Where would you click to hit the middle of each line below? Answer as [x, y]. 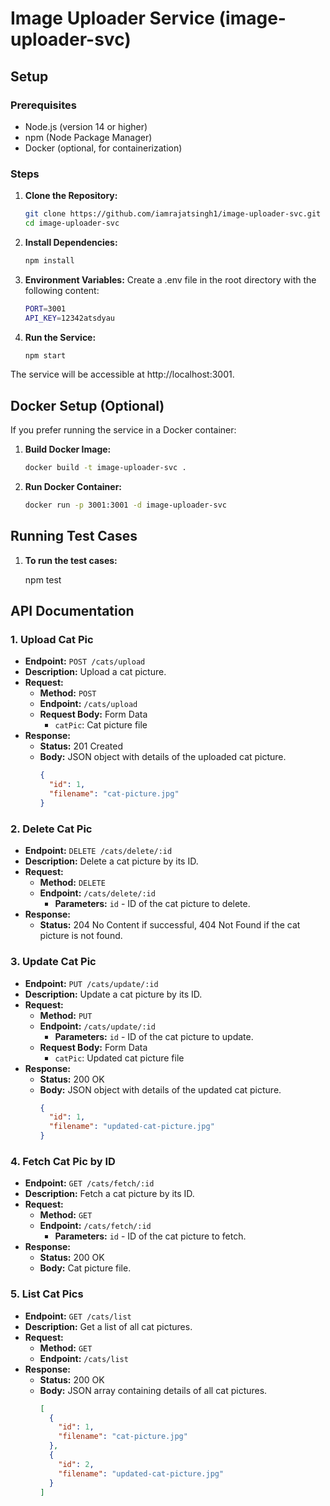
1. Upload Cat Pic [52, 640]
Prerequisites [43, 105]
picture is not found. [81, 936]
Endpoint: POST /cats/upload [85, 661]
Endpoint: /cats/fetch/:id [95, 1226]
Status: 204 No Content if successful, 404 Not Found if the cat [170, 925]
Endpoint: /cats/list [84, 1358]
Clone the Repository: [71, 196]
